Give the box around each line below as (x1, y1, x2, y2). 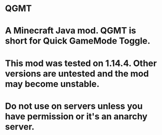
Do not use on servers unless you (5, 101, 143, 112)
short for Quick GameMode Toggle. (5, 35, 151, 47)
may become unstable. (5, 78, 100, 89)
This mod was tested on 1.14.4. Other (5, 58, 157, 68)
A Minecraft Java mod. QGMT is (5, 25, 136, 36)
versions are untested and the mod (5, 68, 149, 79)
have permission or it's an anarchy (5, 111, 147, 122)
